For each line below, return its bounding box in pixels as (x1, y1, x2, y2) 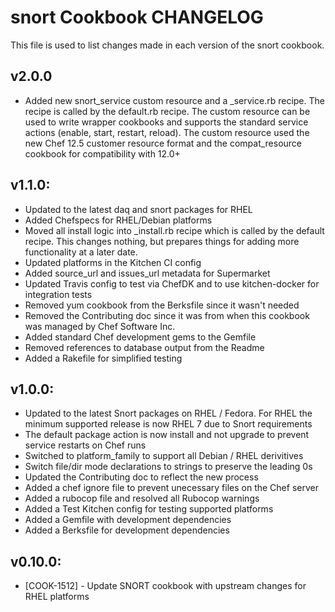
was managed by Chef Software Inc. (24, 320, 176, 332)
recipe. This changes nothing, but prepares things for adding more (24, 235, 300, 247)
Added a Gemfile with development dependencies (24, 514, 232, 526)
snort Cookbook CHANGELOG (10, 6, 264, 29)
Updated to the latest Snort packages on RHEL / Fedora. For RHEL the (24, 407, 313, 420)
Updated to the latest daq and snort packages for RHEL (24, 203, 253, 215)
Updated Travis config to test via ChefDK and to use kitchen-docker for (24, 277, 320, 290)
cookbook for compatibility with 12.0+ (24, 147, 181, 160)
